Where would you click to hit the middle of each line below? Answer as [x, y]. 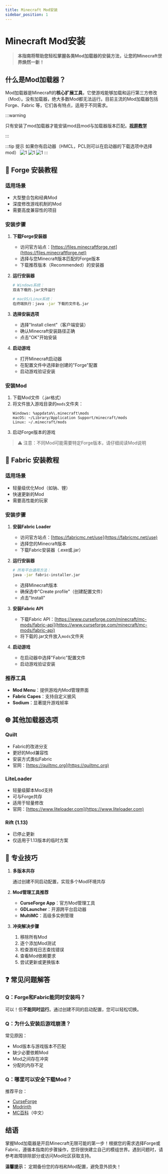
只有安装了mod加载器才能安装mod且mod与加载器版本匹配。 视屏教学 [76, 126]
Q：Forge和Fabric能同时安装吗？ [45, 997]
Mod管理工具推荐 [31, 892]
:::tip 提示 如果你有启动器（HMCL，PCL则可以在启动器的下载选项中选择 [79, 146]
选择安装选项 [26, 314]
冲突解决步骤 [26, 926]
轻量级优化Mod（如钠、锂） [41, 488]
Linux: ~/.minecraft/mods [39, 422]
